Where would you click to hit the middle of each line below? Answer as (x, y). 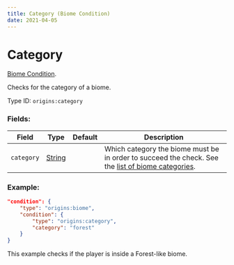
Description (164, 137)
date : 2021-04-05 (32, 20)
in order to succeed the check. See (162, 158)
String (56, 158)
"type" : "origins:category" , (75, 221)
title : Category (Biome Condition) (59, 14)
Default (85, 137)
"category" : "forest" (64, 227)
